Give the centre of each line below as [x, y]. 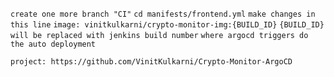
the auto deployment [53, 44]
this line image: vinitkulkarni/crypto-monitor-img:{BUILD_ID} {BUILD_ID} [167, 25]
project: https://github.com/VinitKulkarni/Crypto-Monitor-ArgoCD [151, 62]
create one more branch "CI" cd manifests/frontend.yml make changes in [163, 14]
